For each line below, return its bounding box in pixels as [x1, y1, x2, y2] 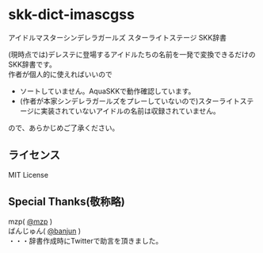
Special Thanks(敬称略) [8, 195, 125, 209]
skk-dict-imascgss [8, 6, 135, 24]
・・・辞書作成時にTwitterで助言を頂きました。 [8, 236, 163, 245]
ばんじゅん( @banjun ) [8, 226, 82, 236]
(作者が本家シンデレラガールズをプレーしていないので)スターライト [19, 96, 240, 105]
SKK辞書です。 [8, 59, 57, 69]
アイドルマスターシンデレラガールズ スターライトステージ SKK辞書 [8, 33, 227, 42]
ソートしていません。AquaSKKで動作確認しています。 [19, 86, 196, 96]
